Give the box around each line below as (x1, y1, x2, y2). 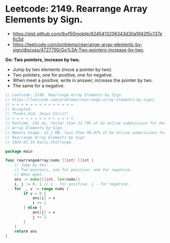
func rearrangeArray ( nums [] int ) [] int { (5, 158, 94, 163)
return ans (14, 229, 37, 234)
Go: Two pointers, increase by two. (5, 56, 80, 62)
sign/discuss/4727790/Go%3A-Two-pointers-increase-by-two (12, 47, 143, 53)
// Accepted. (5, 107, 33, 112)
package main (5, 149, 33, 154)
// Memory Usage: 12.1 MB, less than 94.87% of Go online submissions (5, 130, 157, 135)
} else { (23, 205, 42, 211)
